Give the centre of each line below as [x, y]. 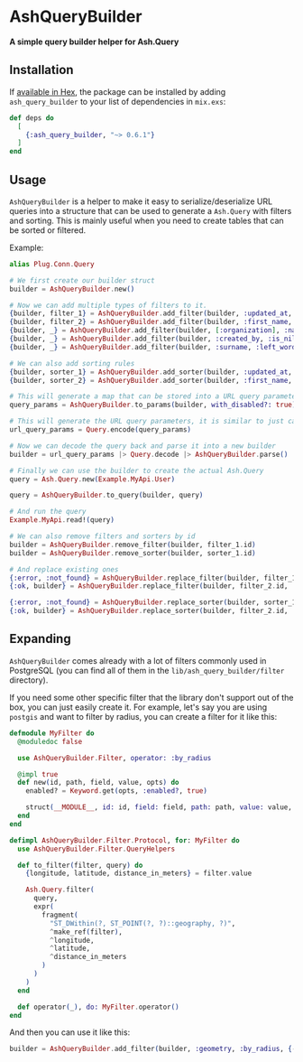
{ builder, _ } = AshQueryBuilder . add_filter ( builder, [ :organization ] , [145, 331]
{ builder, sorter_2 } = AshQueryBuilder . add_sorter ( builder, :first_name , [151, 380]
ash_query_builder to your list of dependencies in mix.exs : [118, 101]
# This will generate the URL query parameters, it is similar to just [147, 422]
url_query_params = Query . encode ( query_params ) [101, 430]
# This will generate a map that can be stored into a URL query [134, 396]
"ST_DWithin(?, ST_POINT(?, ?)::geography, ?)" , [142, 923]
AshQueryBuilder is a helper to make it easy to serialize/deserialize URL [141, 201]
